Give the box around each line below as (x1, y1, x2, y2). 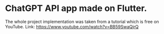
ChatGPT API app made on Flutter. (5, 3, 147, 14)
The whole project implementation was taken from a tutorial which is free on (5, 19, 160, 24)
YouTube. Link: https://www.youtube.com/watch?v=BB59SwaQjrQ (5, 23, 139, 29)
